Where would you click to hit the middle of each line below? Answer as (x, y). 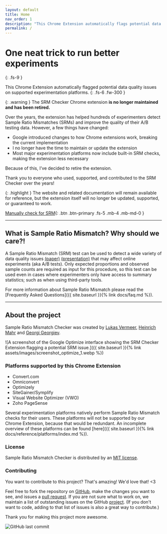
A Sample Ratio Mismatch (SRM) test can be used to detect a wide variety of (83, 253)
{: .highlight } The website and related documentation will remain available (81, 193)
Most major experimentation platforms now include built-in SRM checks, (86, 153)
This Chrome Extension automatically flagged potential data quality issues (81, 87)
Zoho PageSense (30, 403)
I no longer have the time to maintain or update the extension (75, 148)
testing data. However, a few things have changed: (57, 128)
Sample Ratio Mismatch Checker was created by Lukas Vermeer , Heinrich (81, 327)
